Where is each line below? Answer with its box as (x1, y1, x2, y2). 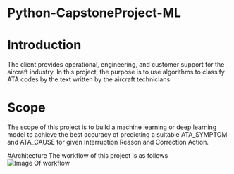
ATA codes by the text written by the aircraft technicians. (7, 75, 172, 83)
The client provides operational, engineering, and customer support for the (7, 60, 225, 69)
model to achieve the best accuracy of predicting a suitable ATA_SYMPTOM (7, 130, 228, 139)
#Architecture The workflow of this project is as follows (7, 152, 168, 160)
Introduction (7, 37, 82, 53)
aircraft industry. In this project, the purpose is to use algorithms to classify (7, 68, 226, 76)
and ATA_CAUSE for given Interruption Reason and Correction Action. (7, 138, 209, 147)
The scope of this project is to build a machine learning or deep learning (7, 123, 217, 131)
